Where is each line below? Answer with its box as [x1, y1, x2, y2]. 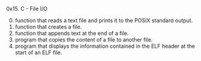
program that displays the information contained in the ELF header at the [14, 42, 196, 50]
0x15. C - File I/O [6, 5, 48, 12]
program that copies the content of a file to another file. [14, 36, 153, 43]
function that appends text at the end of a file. [14, 30, 129, 37]
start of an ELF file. [14, 49, 62, 56]
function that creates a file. [14, 24, 82, 30]
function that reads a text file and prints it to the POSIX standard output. [14, 17, 193, 24]
